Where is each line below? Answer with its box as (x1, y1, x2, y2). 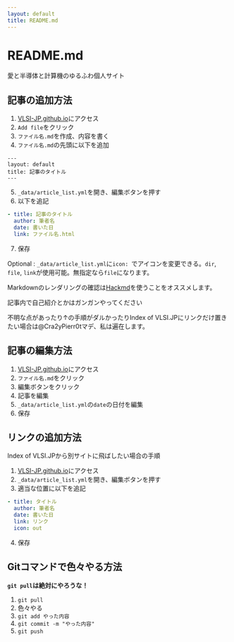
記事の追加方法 (7, 94, 73, 106)
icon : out (13, 524, 42, 532)
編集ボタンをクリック (17, 382, 80, 391)
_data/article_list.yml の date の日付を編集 (17, 400, 143, 408)
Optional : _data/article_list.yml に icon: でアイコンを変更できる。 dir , (7, 259, 217, 268)
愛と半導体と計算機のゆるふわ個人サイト (7, 71, 125, 80)
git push (17, 628, 44, 635)
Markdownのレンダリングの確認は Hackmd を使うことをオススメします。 (7, 283, 216, 292)
